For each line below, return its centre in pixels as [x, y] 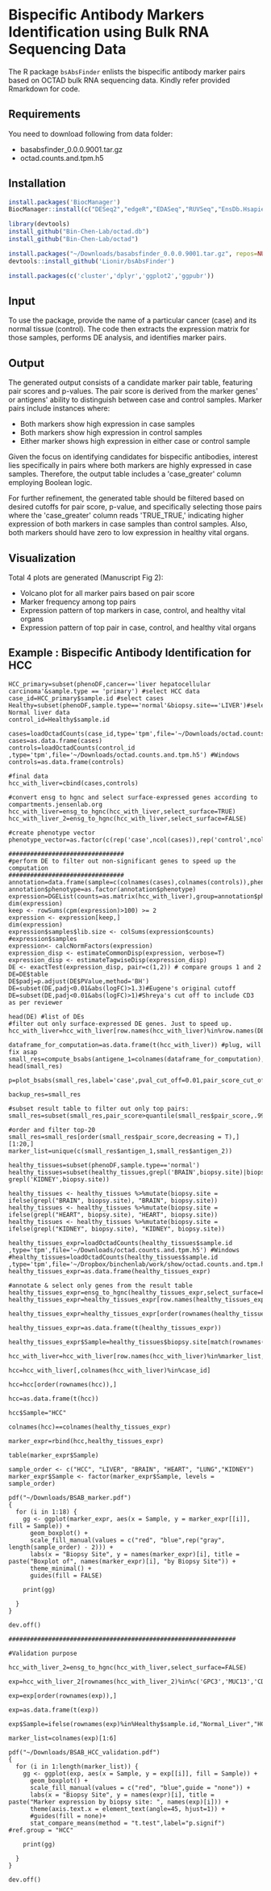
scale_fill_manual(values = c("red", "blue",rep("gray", [127, 1540]
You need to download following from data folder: [91, 133]
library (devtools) [39, 224]
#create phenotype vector [52, 833]
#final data [28, 776]
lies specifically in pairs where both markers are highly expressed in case [130, 466]
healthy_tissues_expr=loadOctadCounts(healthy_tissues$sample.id [120, 1243]
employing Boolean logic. [50, 483]
